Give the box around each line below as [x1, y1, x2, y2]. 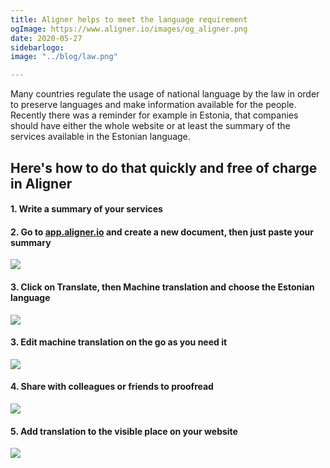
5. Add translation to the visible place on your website [10, 425, 238, 437]
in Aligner [10, 175, 73, 192]
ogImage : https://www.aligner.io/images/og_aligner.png [10, 24, 248, 34]
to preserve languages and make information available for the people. [10, 99, 297, 111]
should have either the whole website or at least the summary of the [10, 120, 291, 132]
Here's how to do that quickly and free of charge [10, 159, 318, 176]
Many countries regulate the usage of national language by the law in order [10, 88, 320, 100]
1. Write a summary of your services [10, 203, 163, 215]
